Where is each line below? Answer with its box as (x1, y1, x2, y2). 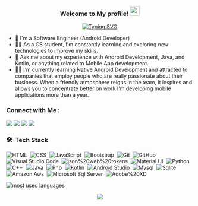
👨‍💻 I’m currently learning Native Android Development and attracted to (14, 66, 188, 74)
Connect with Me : (6, 106, 61, 115)
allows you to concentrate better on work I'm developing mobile (14, 85, 171, 92)
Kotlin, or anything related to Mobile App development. (14, 60, 149, 67)
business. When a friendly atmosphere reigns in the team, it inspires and (14, 79, 193, 86)
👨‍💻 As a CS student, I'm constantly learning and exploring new (14, 41, 168, 48)
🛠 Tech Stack (6, 135, 49, 144)
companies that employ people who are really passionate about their (14, 72, 183, 80)
